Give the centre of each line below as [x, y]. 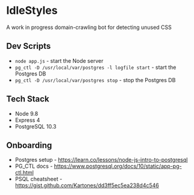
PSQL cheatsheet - [39, 179]
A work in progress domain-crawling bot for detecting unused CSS [89, 27]
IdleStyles [32, 11]
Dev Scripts [29, 46]
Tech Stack [28, 99]
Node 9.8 [27, 113]
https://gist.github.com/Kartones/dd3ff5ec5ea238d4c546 [87, 185]
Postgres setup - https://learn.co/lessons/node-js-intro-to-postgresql [101, 160]
